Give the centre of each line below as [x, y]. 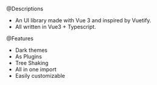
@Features [20, 38]
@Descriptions [25, 9]
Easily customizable [40, 76]
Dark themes [31, 50]
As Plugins [29, 56]
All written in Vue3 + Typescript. [55, 27]
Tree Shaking [32, 63]
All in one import [36, 69]
